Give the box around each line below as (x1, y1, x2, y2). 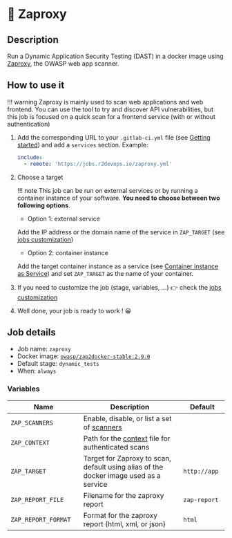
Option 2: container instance (27, 248, 109, 257)
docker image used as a (83, 470, 161, 480)
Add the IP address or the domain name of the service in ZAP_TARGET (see (17, 228, 225, 236)
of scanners (83, 422, 122, 432)
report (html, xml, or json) (83, 519, 166, 528)
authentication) (7, 120, 50, 128)
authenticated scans (83, 442, 150, 452)
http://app (182, 467, 219, 475)
